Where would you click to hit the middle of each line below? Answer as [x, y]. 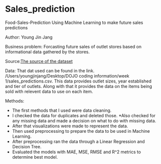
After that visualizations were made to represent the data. [70, 126]
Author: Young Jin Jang [29, 37]
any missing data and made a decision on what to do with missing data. [84, 121]
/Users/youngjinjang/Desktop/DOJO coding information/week [67, 76]
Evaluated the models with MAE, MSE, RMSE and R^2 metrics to [76, 152]
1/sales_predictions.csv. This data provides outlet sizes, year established [78, 81]
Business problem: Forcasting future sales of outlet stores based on [73, 46]
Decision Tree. [27, 146]
